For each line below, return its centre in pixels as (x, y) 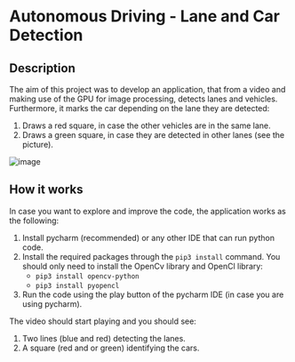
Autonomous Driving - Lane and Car (144, 16)
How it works (46, 190)
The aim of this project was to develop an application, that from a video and (147, 89)
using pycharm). (52, 303)
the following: (34, 221)
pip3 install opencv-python (87, 276)
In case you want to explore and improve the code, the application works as (147, 211)
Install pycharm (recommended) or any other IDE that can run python (148, 237)
